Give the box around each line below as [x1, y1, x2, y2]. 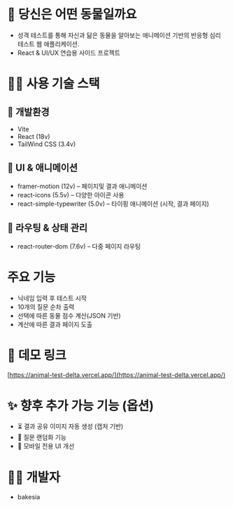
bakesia [17, 493, 41, 501]
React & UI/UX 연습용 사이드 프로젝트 [17, 48, 121, 57]
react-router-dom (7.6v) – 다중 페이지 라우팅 [17, 242, 141, 250]
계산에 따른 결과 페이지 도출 [17, 320, 93, 329]
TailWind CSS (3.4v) [17, 140, 76, 148]
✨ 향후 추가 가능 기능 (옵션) [7, 397, 154, 414]
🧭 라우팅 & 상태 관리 [7, 222, 88, 234]
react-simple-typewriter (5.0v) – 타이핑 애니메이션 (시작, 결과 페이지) [17, 199, 210, 208]
